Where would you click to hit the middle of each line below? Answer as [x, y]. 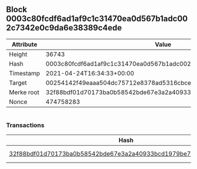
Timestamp [25, 73]
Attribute [24, 44]
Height [18, 54]
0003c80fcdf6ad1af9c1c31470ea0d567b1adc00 [97, 19]
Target [18, 82]
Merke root [24, 92]
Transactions [26, 125]
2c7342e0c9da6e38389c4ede [64, 28]
